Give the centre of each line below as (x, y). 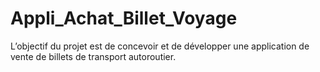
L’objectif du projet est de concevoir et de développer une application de (160, 46)
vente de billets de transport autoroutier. (93, 56)
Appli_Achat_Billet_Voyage (124, 18)
